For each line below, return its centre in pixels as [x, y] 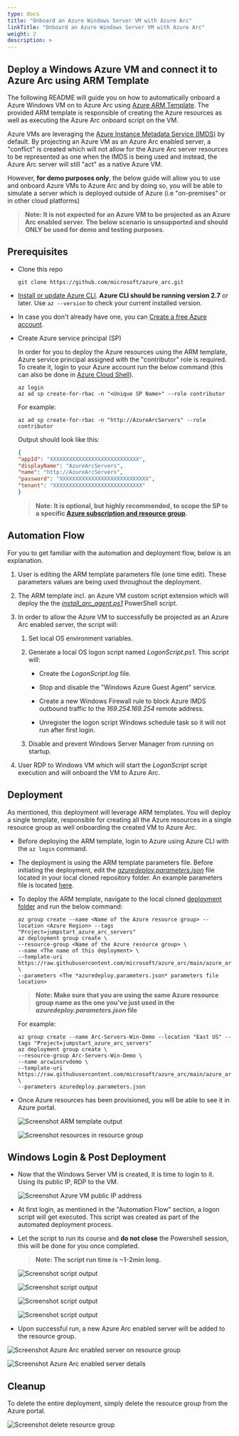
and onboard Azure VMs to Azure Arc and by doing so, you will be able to [115, 185]
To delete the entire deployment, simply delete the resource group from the [118, 1403]
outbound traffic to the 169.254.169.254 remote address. [122, 708]
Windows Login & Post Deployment [87, 1157]
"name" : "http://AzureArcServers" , [70, 472]
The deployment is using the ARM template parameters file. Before [115, 862]
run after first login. [67, 729]
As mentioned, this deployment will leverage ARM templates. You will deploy [119, 812]
